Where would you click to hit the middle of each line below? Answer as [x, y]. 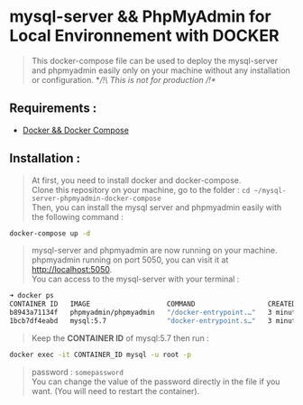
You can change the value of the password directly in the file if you [156, 382]
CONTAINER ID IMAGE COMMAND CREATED [153, 304]
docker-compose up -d [50, 233]
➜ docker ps [32, 296]
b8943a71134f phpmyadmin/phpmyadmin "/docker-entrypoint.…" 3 [141, 313]
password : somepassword [78, 372]
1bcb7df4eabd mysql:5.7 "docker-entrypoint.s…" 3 [141, 321]
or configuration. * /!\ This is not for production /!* [124, 79]
